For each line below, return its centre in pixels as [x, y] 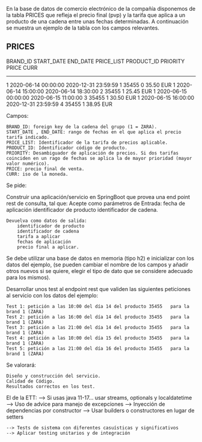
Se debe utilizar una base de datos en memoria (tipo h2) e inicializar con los [100, 258]
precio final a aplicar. [48, 247]
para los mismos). [28, 277]
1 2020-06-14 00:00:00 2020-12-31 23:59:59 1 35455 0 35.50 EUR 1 [91, 85]
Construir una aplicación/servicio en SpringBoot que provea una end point [98, 197]
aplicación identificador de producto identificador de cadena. [82, 209]
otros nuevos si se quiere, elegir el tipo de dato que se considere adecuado [99, 271]
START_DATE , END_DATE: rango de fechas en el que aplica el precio [94, 132]
